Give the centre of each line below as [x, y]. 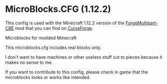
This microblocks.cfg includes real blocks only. [53, 47]
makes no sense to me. [29, 62]
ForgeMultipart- [142, 23]
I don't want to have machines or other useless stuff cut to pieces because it [84, 57]
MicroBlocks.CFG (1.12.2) [58, 9]
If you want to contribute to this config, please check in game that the [77, 72]
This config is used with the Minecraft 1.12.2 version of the [65, 23]
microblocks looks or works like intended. [48, 77]
